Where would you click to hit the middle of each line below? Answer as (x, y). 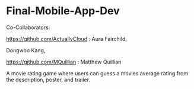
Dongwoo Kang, (26, 50)
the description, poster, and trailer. (48, 80)
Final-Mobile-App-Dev (63, 11)
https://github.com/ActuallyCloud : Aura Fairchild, (67, 39)
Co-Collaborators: (28, 27)
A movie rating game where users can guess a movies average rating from (97, 73)
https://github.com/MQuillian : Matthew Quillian (64, 62)
